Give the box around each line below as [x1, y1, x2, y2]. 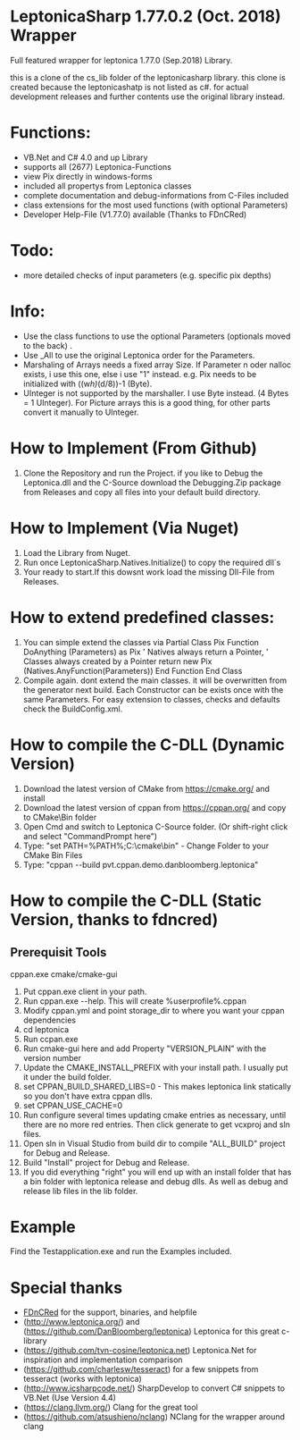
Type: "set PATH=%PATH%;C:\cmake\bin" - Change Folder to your [22, 840, 270, 851]
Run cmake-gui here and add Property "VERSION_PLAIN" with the [22, 1043, 267, 1054]
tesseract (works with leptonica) [22, 1374, 142, 1385]
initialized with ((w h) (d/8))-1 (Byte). [22, 378, 153, 389]
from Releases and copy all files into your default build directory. [22, 486, 261, 497]
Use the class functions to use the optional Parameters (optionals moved [22, 331, 291, 341]
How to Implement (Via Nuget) [10, 518, 239, 538]
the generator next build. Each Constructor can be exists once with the [22, 684, 284, 695]
